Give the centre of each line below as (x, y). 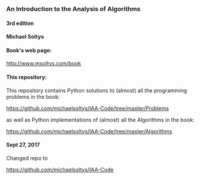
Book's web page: (29, 50)
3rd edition (20, 23)
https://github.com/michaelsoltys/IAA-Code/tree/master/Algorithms (89, 131)
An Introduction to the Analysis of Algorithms (73, 9)
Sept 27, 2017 (23, 145)
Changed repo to (27, 158)
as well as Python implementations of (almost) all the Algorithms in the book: (100, 120)
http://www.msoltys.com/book (44, 64)
